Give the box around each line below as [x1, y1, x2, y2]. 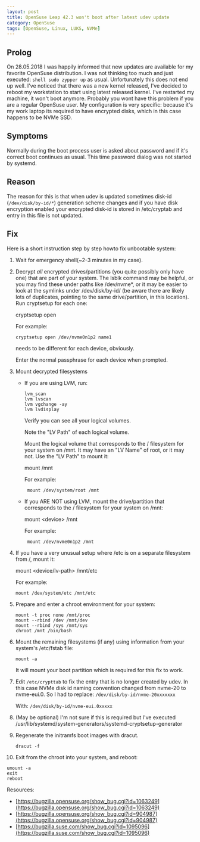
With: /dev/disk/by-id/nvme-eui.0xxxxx [15, 702, 112, 709]
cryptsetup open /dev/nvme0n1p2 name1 [15, 334, 112, 340]
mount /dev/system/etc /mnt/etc [15, 590, 96, 596]
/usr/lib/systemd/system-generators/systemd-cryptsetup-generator [15, 720, 183, 727]
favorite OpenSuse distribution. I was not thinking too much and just [7, 70, 173, 77]
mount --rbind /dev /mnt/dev [15, 617, 88, 623]
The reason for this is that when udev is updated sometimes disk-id [7, 192, 172, 200]
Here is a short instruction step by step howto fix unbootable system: [7, 245, 176, 252]
